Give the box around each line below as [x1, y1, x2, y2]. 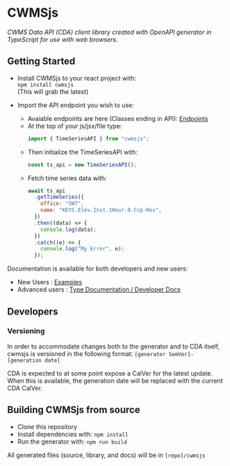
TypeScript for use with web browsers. [7, 35, 118, 43]
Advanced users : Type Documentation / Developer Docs [17, 285, 181, 294]
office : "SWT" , [40, 200, 85, 207]
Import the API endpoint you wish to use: [17, 101, 134, 109]
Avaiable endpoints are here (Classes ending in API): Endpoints [27, 114, 208, 122]
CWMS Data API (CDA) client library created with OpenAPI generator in [7, 28, 212, 36]
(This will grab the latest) [17, 87, 89, 95]
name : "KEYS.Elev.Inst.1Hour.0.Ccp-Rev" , [40, 207, 162, 214]
